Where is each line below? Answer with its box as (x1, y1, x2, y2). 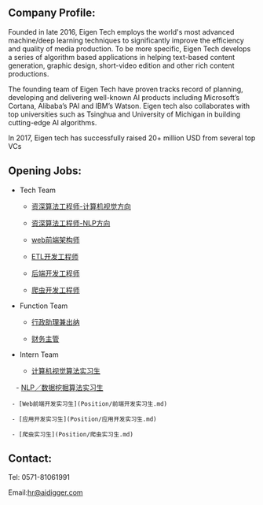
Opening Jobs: (8, 165, 82, 178)
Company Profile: (8, 6, 96, 20)
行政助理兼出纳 (31, 317, 80, 326)
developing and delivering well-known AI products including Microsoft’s (8, 92, 240, 102)
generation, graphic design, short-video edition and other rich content (8, 61, 235, 70)
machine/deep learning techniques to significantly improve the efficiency (8, 35, 245, 45)
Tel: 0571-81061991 (8, 473, 71, 482)
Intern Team (19, 350, 59, 359)
